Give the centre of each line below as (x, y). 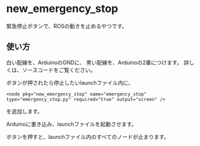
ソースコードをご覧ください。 (59, 70)
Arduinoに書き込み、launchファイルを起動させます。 (72, 124)
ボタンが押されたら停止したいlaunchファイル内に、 (70, 82)
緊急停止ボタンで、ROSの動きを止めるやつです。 (67, 26)
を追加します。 (25, 111)
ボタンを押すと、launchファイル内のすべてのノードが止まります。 (88, 136)
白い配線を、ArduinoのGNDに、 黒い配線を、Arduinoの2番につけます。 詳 (98, 62)
